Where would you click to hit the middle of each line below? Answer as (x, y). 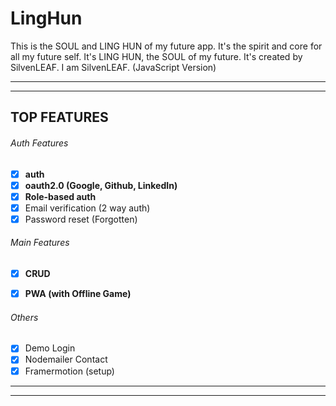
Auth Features (39, 143)
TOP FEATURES (59, 117)
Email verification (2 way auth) (87, 208)
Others (24, 317)
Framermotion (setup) (69, 371)
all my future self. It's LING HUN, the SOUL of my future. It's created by (156, 56)
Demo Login (50, 348)
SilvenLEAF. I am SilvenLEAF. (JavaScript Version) (113, 67)
